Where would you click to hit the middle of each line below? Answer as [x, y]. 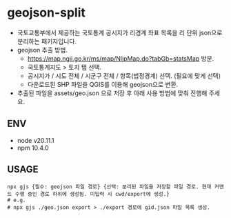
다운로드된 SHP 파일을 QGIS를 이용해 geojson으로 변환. [103, 84]
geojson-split [47, 13]
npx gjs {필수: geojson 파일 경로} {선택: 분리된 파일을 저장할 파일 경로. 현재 [109, 187]
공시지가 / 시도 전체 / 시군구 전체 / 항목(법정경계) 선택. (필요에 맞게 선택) [124, 76]
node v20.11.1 [36, 140]
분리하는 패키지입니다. [47, 41]
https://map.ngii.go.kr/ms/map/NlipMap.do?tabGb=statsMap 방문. [121, 58]
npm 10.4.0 [33, 148]
